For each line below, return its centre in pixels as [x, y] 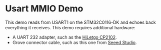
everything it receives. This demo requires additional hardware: [70, 27]
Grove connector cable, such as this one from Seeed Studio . [74, 42]
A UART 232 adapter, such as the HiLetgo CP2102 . [64, 37]
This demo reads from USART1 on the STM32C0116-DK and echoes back [80, 22]
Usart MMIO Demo [44, 9]
